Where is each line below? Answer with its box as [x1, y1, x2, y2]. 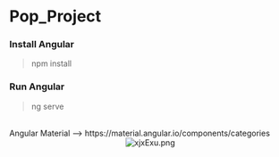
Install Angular [9, 38, 74, 51]
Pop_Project [9, 6, 102, 27]
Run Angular [9, 80, 65, 93]
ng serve [30, 101, 64, 112]
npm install [30, 58, 72, 69]
